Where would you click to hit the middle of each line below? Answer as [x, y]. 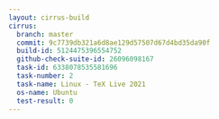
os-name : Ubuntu [47, 92]
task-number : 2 [45, 76]
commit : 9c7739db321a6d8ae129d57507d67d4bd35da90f [114, 42]
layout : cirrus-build [49, 17]
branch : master [45, 34]
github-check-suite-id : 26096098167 [85, 59]
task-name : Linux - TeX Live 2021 [81, 84]
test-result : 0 [45, 101]
